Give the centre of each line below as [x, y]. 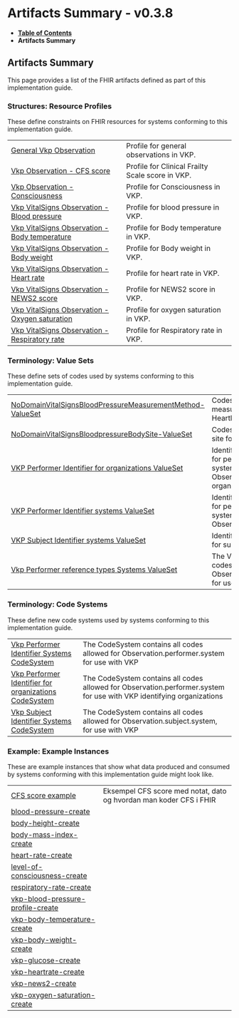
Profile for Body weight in [169, 249]
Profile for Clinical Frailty [167, 167]
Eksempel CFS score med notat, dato [165, 791]
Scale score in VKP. [159, 175]
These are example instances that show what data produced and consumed [118, 766]
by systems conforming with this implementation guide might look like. [111, 774]
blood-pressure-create [51, 811]
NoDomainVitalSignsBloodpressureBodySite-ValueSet [102, 434]
